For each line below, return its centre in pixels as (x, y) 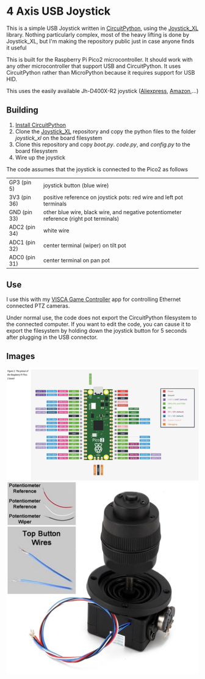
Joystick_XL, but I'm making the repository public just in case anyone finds (100, 41)
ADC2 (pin (22, 227)
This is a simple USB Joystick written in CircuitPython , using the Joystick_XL (103, 28)
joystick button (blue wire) (76, 185)
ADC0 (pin (22, 257)
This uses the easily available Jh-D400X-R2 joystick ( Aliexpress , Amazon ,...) (103, 91)
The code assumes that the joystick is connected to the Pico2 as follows (97, 169)
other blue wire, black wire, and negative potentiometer (113, 212)
